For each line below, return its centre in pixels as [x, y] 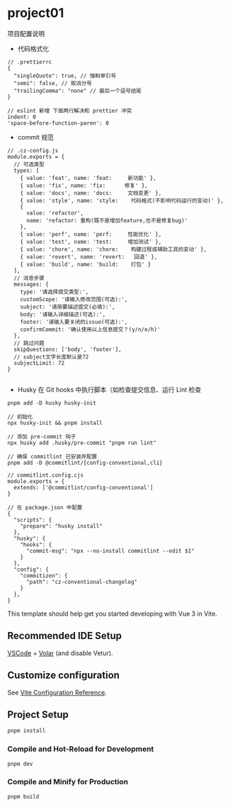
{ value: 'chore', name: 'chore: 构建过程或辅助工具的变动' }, [114, 249]
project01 [36, 13]
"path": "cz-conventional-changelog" [82, 582]
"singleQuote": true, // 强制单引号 [65, 76]
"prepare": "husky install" [61, 526]
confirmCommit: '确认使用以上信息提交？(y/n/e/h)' [90, 329]
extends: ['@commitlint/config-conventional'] [84, 487]
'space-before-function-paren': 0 [58, 123]
